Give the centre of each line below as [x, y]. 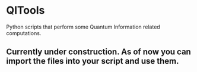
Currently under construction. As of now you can [99, 52]
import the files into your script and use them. [93, 61]
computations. [24, 33]
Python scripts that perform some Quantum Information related [83, 27]
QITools [26, 10]
